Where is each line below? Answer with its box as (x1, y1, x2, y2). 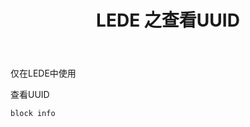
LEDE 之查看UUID (96, 9, 240, 32)
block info (10, 109, 56, 119)
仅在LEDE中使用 (10, 67, 77, 80)
